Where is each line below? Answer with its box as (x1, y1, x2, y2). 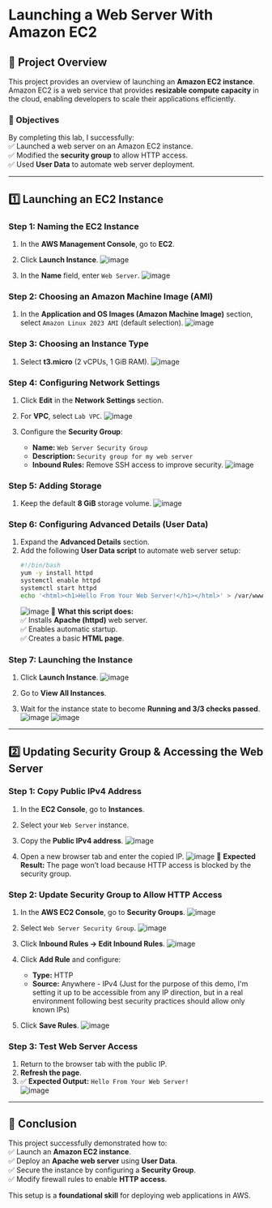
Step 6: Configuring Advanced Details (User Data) (8, 519, 209, 530)
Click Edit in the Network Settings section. (19, 395, 164, 405)
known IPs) (32, 1005, 70, 1015)
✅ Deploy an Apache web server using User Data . (8, 1156, 178, 1166)
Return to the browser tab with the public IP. (19, 1059, 168, 1069)
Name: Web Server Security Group (32, 442, 148, 452)
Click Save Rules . (19, 1020, 79, 1030)
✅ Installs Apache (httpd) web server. (19, 615, 148, 624)
